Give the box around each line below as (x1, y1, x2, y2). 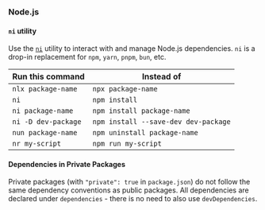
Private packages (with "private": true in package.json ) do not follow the (8, 177, 251, 187)
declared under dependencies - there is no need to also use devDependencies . (8, 194, 258, 204)
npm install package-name (92, 107, 190, 115)
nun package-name (12, 128, 78, 138)
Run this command (12, 71, 85, 82)
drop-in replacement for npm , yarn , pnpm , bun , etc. (8, 52, 167, 62)
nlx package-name (12, 84, 78, 94)
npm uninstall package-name (92, 128, 198, 138)
